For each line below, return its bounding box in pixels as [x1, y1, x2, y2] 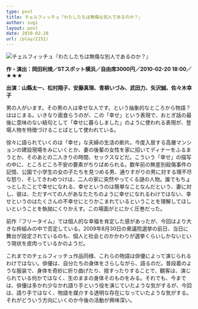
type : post [6, 8, 33, 15]
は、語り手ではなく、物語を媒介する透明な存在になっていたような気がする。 [6, 290, 192, 296]
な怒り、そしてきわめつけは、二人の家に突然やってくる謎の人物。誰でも [6, 176, 181, 183]
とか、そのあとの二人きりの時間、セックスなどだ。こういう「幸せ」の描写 [11, 154, 192, 160]
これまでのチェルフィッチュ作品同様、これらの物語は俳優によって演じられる [6, 252, 192, 259]
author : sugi [6, 19, 38, 25]
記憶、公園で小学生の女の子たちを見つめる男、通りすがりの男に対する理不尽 [6, 169, 192, 175]
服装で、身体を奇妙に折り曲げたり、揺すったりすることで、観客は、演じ [16, 267, 192, 274]
